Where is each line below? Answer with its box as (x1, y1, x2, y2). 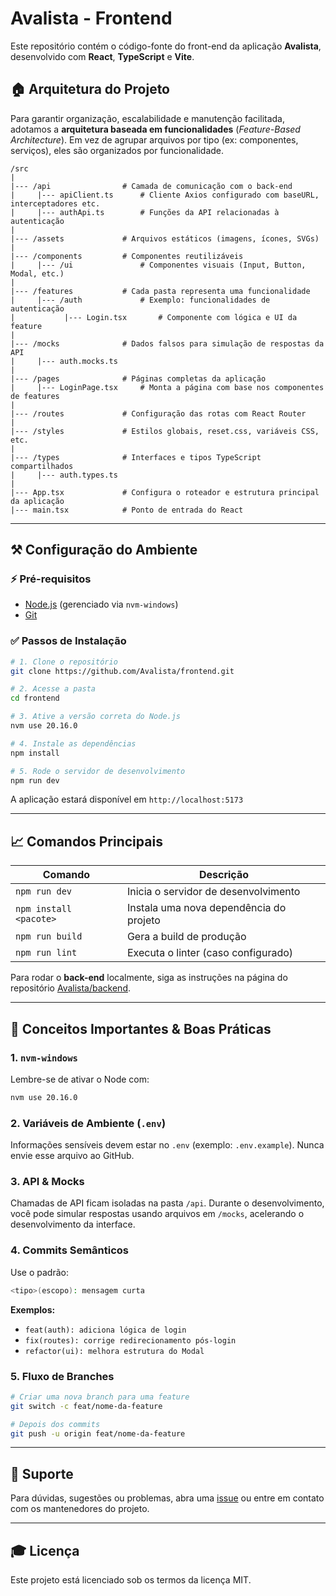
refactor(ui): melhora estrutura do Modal (24, 1346, 205, 1356)
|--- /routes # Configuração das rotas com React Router (10, 408, 307, 419)
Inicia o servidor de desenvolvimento (126, 885, 301, 899)
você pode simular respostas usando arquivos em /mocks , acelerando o (10, 1208, 305, 1220)
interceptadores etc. (10, 198, 101, 209)
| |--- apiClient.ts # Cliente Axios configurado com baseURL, (10, 190, 320, 200)
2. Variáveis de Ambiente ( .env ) (10, 1116, 167, 1130)
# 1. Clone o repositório (10, 657, 118, 667)
